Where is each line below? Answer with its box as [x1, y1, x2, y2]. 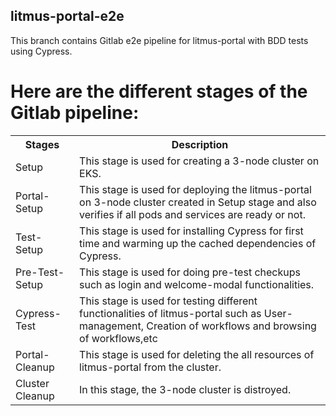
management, [79, 319, 144, 333]
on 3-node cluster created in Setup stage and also [79, 195, 317, 209]
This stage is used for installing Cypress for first [79, 224, 304, 238]
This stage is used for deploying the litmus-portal [79, 182, 312, 196]
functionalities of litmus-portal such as [79, 306, 262, 320]
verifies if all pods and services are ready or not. [79, 207, 306, 221]
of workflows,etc [79, 331, 158, 345]
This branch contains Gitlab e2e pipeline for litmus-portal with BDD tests [10, 34, 309, 46]
